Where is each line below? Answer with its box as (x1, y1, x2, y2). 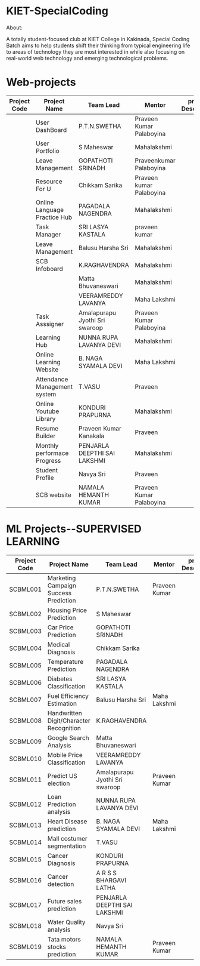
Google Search (47, 733, 89, 742)
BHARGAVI (96, 876, 127, 884)
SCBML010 (9, 754, 42, 762)
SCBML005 (9, 661, 42, 669)
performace (35, 449, 69, 457)
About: (6, 24, 23, 31)
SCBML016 (9, 876, 42, 884)
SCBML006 (9, 678, 42, 687)
